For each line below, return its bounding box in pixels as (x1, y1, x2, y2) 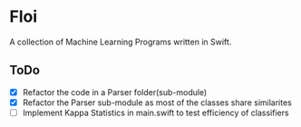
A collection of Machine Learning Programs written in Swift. (9, 36, 232, 47)
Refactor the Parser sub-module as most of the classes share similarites (22, 97, 292, 108)
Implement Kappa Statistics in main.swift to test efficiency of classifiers (22, 107, 289, 118)
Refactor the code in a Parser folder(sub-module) (22, 86, 208, 97)
